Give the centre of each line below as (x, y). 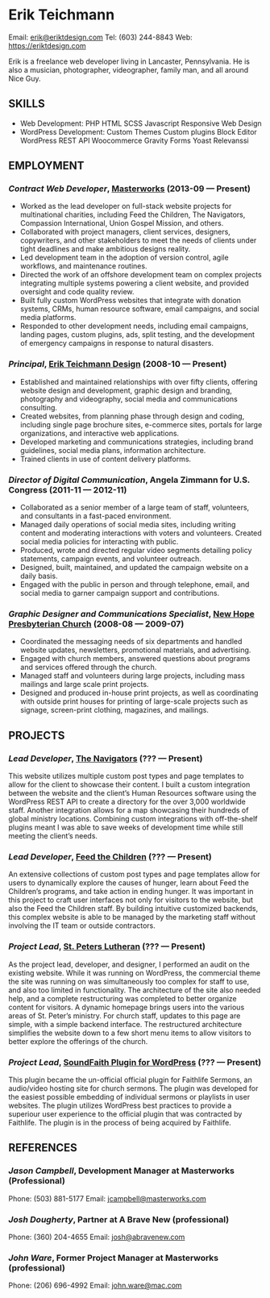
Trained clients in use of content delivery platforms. (106, 459)
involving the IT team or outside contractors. (82, 926)
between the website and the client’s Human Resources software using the (132, 793)
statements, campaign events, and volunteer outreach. (110, 559)
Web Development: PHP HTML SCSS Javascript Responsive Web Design (141, 123)
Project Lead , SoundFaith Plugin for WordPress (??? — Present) (135, 1062)
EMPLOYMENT (46, 166)
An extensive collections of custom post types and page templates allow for (134, 874)
